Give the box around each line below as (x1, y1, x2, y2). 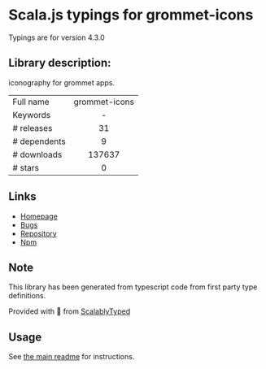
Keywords (12, 109, 51, 120)
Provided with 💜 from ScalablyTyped (8, 306, 131, 316)
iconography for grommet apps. (8, 77, 116, 87)
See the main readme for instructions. (8, 352, 135, 362)
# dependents (12, 136, 67, 147)
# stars (12, 162, 39, 173)
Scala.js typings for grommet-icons (8, 6, 254, 24)
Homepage (20, 211, 59, 221)
